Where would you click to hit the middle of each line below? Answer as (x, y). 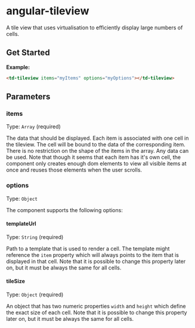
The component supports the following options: (65, 210)
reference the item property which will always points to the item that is (92, 255)
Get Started (28, 53)
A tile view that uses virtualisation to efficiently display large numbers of (95, 27)
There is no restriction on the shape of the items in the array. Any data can (97, 151)
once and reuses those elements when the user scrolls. (74, 170)
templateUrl (21, 224)
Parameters (28, 97)
